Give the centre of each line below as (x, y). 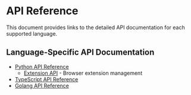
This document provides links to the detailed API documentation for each (96, 27)
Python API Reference (42, 66)
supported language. (32, 33)
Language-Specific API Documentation (80, 53)
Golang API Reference (42, 85)
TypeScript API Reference (46, 79)
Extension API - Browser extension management (83, 73)
